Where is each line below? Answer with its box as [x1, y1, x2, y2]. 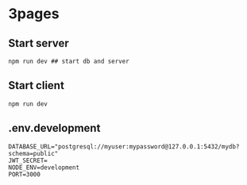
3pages [8, 5, 60, 23]
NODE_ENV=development [8, 164, 80, 172]
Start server [8, 37, 69, 50]
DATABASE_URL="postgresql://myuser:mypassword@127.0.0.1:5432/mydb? [8, 142, 240, 151]
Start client [8, 79, 65, 92]
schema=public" [8, 149, 59, 157]
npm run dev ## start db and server [8, 57, 129, 65]
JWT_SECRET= [8, 156, 48, 164]
